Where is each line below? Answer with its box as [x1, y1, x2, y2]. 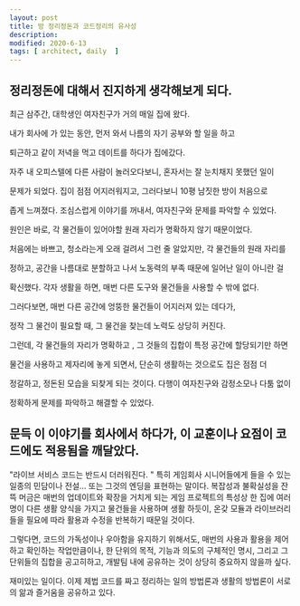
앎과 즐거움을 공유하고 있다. [18, 586, 116, 598]
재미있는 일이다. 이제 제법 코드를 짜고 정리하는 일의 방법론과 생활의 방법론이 [9, 575, 275, 586]
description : [9, 30, 59, 39]
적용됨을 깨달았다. [44, 443, 140, 458]
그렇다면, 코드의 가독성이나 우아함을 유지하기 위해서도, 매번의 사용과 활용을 [9, 534, 273, 544]
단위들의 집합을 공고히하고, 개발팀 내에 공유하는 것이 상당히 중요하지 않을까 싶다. [9, 556, 292, 567]
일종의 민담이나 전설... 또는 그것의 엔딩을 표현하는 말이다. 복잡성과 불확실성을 [9, 480, 279, 491]
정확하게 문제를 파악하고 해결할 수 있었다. [9, 397, 155, 408]
